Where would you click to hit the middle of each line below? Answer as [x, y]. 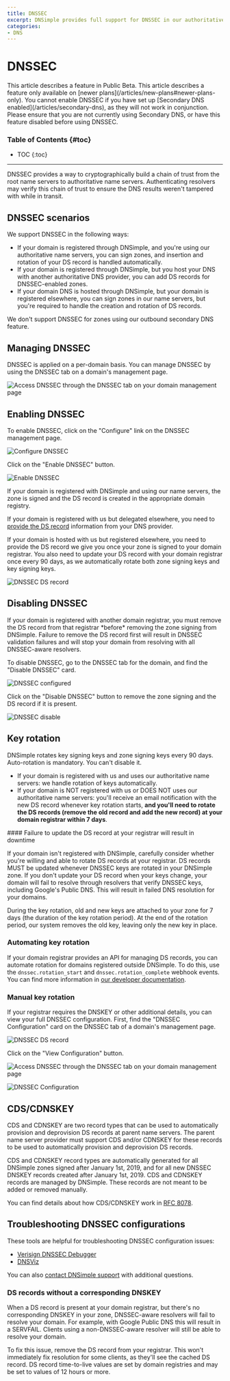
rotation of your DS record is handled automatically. [90, 262]
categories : [24, 26]
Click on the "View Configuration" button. [66, 1053]
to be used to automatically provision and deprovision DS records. [100, 1147]
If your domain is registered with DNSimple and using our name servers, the [114, 491]
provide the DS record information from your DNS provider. [90, 526]
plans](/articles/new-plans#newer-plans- [157, 93]
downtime [21, 840]
